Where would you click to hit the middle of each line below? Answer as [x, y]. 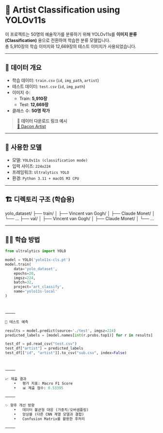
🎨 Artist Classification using [63, 10]
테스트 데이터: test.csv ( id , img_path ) [49, 86]
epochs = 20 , [25, 273]
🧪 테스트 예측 [17, 322]
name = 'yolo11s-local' [35, 291]
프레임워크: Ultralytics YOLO [41, 172]
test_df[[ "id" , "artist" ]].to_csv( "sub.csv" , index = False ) [66, 353]
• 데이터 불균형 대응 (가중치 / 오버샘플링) [51, 410]
